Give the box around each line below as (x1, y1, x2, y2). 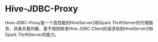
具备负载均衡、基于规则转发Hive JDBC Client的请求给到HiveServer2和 (13, 25, 154, 31)
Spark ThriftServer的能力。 (5, 31, 59, 37)
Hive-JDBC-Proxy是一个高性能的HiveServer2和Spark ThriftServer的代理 (5, 20, 149, 25)
